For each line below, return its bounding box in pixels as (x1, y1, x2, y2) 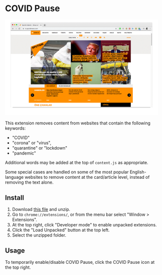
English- (130, 169, 146, 175)
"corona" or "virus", (12, 140, 52, 146)
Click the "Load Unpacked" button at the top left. (12, 227, 110, 233)
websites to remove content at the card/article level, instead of (24, 174, 150, 180)
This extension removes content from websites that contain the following (5, 120, 151, 126)
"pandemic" (12, 150, 36, 156)
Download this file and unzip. (12, 206, 70, 212)
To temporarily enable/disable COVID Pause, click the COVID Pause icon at (5, 259, 155, 265)
